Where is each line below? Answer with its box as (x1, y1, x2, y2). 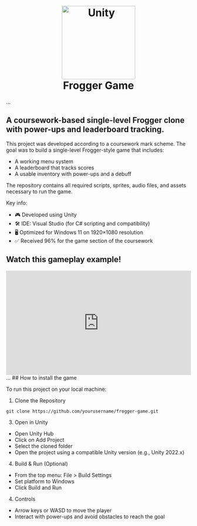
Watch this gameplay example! (6, 254, 121, 264)
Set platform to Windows (14, 478, 75, 485)
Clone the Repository (14, 397, 66, 404)
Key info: (6, 199, 28, 206)
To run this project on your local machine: (6, 386, 107, 393)
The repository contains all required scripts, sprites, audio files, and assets (6, 182, 186, 189)
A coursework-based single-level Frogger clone (6, 115, 185, 125)
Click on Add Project (14, 437, 64, 444)
